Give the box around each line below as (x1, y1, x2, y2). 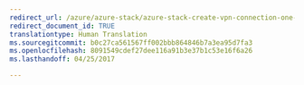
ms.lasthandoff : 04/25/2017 (9, 55, 116, 64)
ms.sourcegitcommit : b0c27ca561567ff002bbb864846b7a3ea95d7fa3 (9, 38, 253, 47)
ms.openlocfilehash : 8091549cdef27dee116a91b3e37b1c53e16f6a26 (9, 47, 253, 55)
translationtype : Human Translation (9, 30, 147, 38)
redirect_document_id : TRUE (9, 21, 116, 30)
